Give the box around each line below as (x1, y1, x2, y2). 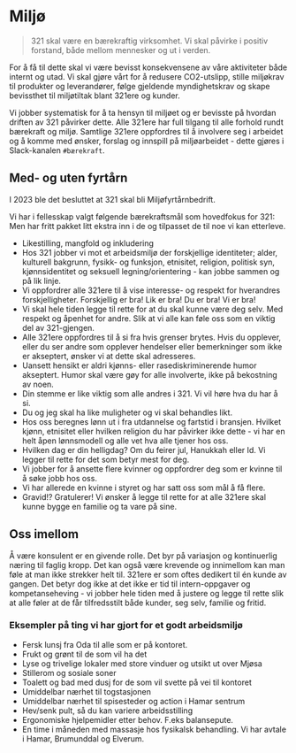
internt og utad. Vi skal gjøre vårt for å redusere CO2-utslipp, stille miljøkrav (9, 71, 285, 81)
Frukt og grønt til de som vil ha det (21, 649, 148, 659)
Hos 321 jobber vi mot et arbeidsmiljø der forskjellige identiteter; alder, (21, 247, 278, 257)
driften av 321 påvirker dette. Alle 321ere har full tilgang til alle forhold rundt (9, 117, 285, 127)
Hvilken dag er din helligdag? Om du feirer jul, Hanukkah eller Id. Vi (21, 444, 266, 455)
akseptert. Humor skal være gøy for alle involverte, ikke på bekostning (21, 369, 278, 380)
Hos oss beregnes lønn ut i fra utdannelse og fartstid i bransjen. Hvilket (21, 416, 281, 426)
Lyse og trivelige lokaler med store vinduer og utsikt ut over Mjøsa (21, 657, 262, 669)
